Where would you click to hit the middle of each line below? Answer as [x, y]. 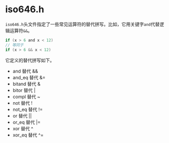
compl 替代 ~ [26, 97]
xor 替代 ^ [23, 128]
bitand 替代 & [26, 84]
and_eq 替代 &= [29, 77]
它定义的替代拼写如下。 [30, 60]
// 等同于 [15, 45]
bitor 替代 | [24, 90]
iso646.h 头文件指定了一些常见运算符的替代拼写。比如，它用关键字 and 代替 [82, 24]
